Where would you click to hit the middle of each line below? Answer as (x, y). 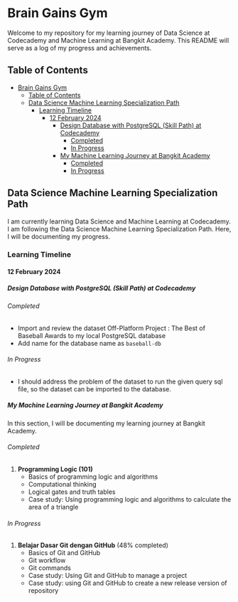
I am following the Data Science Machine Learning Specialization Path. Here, (119, 228)
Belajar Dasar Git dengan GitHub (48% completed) (93, 545)
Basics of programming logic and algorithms (93, 477)
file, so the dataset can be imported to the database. (94, 389)
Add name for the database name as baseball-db (89, 343)
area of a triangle (53, 507)
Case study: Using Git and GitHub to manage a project (108, 576)
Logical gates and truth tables (72, 492)
